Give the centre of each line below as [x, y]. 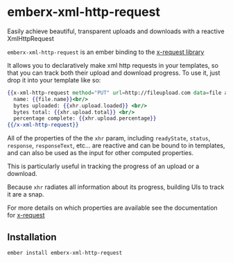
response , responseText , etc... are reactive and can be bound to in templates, [116, 145]
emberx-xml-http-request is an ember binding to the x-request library [106, 52]
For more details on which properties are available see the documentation [112, 208]
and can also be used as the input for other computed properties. [101, 153]
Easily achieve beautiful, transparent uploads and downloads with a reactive [116, 31]
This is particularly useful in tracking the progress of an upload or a [103, 166]
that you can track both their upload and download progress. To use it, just [114, 73]
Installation [32, 237]
